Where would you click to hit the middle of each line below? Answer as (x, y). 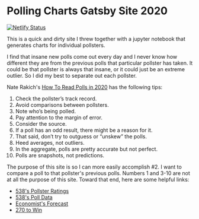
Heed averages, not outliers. (50, 142)
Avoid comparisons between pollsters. (62, 104)
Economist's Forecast (42, 204)
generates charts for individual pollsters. (56, 45)
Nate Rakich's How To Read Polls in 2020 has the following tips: (85, 87)
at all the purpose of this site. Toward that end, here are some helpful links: (98, 179)
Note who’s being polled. (46, 111)
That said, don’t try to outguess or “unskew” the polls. (81, 136)
